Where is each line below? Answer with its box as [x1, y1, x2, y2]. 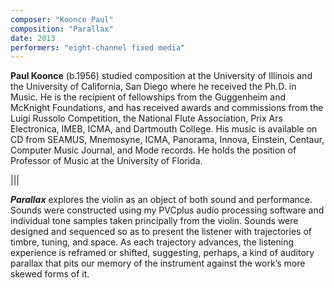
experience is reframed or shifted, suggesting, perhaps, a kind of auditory [10, 247, 315, 259]
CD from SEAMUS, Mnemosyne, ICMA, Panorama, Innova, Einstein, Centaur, [10, 134, 325, 146]
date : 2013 [10, 33, 56, 43]
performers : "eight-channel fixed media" [10, 42, 186, 53]
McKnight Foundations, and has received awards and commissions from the [10, 102, 324, 114]
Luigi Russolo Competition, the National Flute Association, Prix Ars [10, 112, 283, 125]
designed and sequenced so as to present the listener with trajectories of [10, 226, 312, 238]
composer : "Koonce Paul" [10, 14, 114, 25]
